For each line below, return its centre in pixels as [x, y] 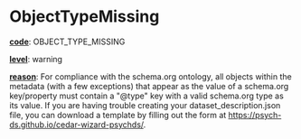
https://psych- [255, 115]
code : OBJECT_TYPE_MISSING [67, 42]
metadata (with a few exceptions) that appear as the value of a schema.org [149, 86]
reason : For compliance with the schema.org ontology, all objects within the [150, 76]
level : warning [36, 59]
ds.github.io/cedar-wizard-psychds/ [77, 125]
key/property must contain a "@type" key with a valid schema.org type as [147, 96]
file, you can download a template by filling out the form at [118, 115]
